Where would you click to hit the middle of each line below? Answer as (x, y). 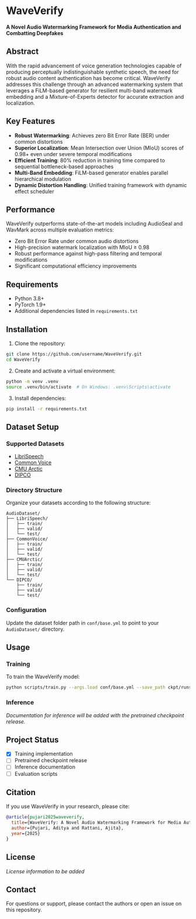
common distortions (38, 141)
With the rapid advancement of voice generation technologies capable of (94, 65)
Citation (21, 792)
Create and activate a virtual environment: (65, 371)
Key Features (31, 121)
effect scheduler (34, 191)
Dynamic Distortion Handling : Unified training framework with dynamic (101, 185)
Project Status (33, 740)
